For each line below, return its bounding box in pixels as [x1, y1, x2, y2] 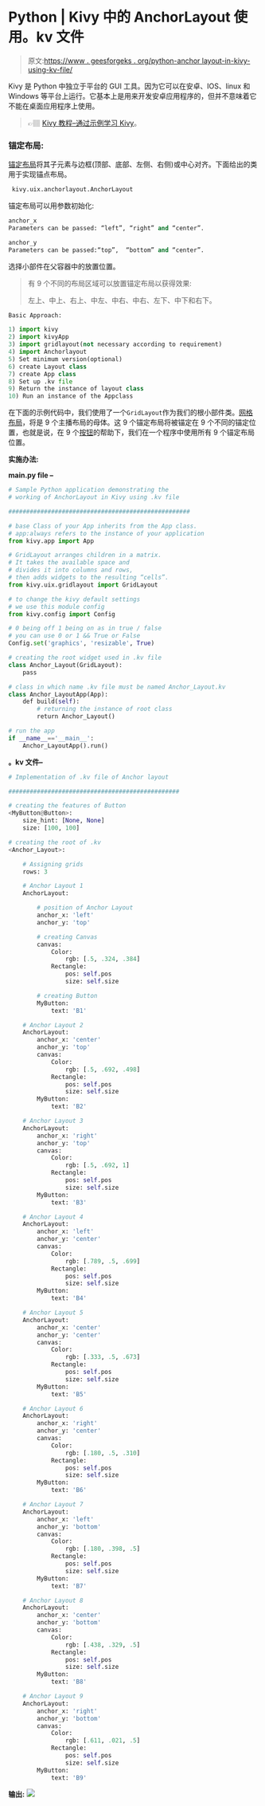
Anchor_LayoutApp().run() [22, 741, 109, 750]
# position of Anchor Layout [37, 904, 134, 912]
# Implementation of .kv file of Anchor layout [8, 773, 170, 781]
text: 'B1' [50, 1007, 88, 1015]
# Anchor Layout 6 [22, 1404, 84, 1412]
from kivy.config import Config [8, 610, 115, 618]
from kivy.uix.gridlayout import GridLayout [8, 580, 158, 589]
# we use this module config [8, 603, 105, 611]
